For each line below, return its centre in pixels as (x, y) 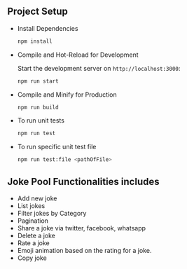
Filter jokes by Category (52, 213)
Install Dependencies (48, 28)
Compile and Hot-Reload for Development (78, 55)
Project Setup (38, 12)
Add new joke (37, 198)
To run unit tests (41, 120)
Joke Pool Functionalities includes (83, 181)
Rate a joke (34, 243)
